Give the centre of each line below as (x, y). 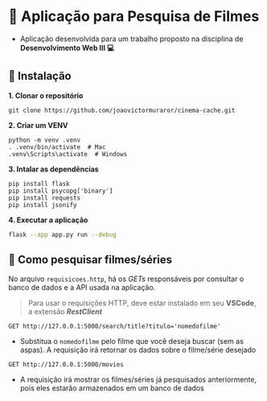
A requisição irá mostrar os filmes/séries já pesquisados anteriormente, (138, 380)
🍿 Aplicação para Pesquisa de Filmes (134, 17)
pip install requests (45, 198)
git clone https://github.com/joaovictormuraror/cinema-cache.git (122, 110)
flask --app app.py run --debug (62, 234)
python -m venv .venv (45, 140)
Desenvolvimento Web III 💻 (67, 48)
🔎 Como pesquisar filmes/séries (90, 260)
